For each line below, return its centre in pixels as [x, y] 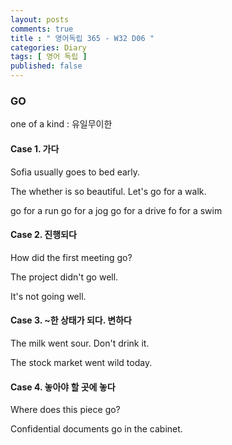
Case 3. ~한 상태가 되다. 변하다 [71, 320]
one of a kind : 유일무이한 [61, 124]
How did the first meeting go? [71, 257]
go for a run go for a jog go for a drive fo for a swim [116, 210]
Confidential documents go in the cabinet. [96, 429]
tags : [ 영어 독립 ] [49, 57]
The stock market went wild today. [81, 362]
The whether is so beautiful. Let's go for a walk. [108, 191]
